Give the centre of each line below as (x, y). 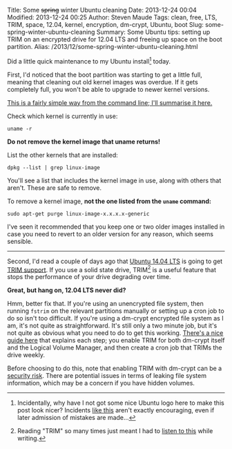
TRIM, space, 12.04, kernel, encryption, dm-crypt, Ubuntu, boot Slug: (105, 25)
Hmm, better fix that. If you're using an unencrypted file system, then (105, 304)
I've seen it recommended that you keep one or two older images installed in (116, 227)
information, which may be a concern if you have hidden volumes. (101, 383)
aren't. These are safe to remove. (55, 188)
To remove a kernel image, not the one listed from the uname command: (109, 201)
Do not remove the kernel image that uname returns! (84, 142)
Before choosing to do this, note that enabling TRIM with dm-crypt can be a (115, 368)
